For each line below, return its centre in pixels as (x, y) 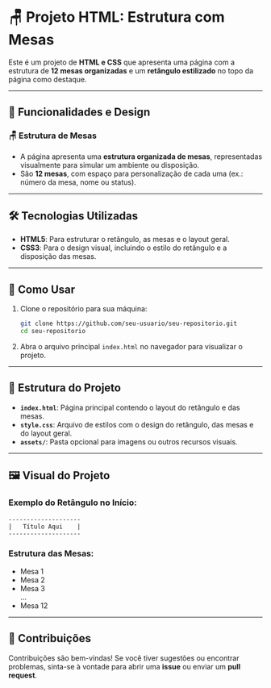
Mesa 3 (33, 588)
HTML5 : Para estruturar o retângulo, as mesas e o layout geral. (125, 240)
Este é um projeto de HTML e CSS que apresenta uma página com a (122, 62)
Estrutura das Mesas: (51, 553)
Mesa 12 (34, 605)
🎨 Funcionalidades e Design (79, 113)
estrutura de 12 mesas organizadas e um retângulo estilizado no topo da (131, 70)
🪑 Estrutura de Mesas (52, 136)
